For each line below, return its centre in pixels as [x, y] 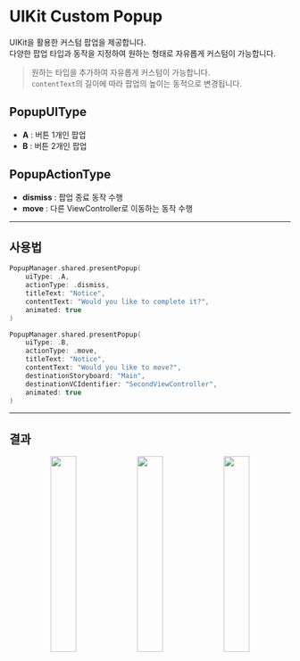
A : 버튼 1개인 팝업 [54, 135]
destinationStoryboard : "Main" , [85, 376]
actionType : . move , [62, 351]
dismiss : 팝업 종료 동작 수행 [72, 197]
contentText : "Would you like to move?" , [103, 368]
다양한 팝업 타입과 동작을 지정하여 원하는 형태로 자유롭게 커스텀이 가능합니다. [143, 53]
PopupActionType [60, 174]
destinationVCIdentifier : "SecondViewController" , [121, 384]
